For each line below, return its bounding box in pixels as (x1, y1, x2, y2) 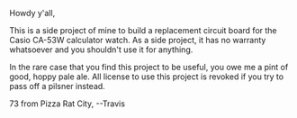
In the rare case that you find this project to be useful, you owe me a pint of (9, 62, 289, 72)
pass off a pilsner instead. (9, 81, 105, 91)
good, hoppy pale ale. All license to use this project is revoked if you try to (9, 71, 284, 82)
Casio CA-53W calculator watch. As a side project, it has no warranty (9, 35, 266, 45)
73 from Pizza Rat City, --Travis (9, 98, 126, 109)
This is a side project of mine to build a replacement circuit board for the (9, 25, 277, 35)
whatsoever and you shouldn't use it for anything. (9, 44, 193, 55)
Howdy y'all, (9, 8, 56, 18)
